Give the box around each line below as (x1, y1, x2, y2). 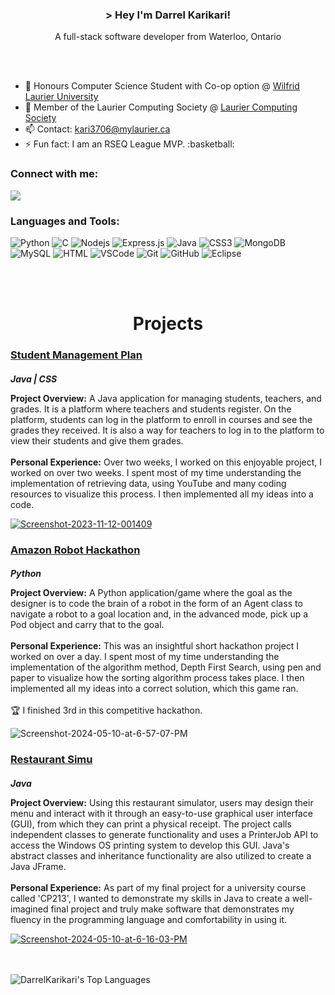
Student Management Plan (10, 348, 143, 362)
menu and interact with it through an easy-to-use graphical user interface (10, 807, 313, 819)
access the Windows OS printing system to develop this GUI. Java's (10, 839, 290, 851)
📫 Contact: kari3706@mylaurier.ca (24, 123, 171, 135)
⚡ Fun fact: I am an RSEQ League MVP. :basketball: (24, 138, 235, 150)
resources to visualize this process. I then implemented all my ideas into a (10, 488, 314, 500)
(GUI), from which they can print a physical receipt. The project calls (10, 818, 292, 830)
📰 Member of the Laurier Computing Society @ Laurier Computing (24, 101, 298, 113)
